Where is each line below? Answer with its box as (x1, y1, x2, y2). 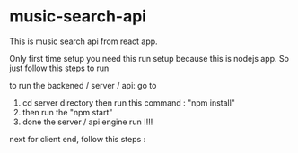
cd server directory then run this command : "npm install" (22, 97, 236, 108)
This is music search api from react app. (9, 36, 159, 47)
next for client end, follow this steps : (9, 133, 146, 144)
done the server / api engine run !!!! (22, 116, 153, 127)
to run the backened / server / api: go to (9, 80, 157, 90)
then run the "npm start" (22, 106, 113, 117)
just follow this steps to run (9, 63, 110, 73)
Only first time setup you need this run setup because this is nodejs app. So (9, 53, 290, 64)
